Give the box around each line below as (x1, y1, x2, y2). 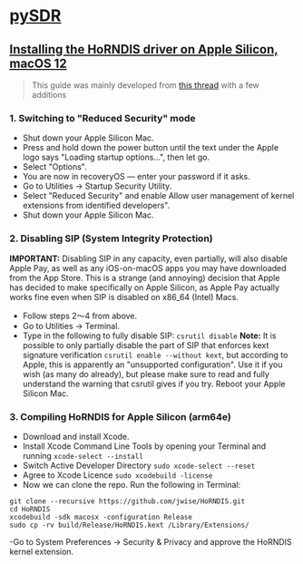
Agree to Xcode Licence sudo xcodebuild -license (22, 469, 213, 481)
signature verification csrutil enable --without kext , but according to (22, 349, 288, 360)
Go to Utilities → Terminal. (22, 320, 121, 331)
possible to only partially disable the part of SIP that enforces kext (22, 339, 269, 350)
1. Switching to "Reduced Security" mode (9, 112, 197, 124)
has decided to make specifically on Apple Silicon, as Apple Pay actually (9, 282, 279, 293)
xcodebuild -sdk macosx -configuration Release (9, 512, 193, 521)
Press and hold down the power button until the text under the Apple (22, 142, 279, 153)
